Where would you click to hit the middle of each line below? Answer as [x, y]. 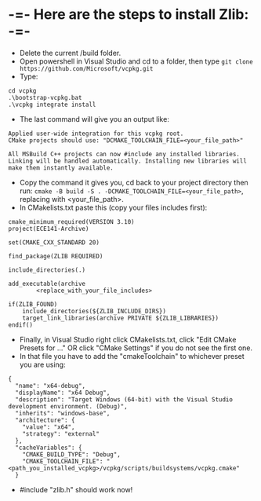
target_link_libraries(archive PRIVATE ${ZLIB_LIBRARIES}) [121, 318]
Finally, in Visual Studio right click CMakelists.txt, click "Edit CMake [128, 339]
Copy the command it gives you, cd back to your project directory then [134, 182]
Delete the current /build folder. [70, 53]
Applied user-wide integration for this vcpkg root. [96, 133]
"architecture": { [45, 420]
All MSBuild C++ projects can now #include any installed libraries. [124, 154]
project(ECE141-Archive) [49, 229]
